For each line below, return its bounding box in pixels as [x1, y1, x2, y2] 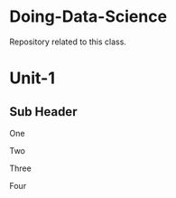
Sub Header [9, 104, 78, 119]
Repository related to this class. [9, 36, 126, 47]
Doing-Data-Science [9, 6, 168, 27]
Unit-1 [9, 68, 56, 89]
